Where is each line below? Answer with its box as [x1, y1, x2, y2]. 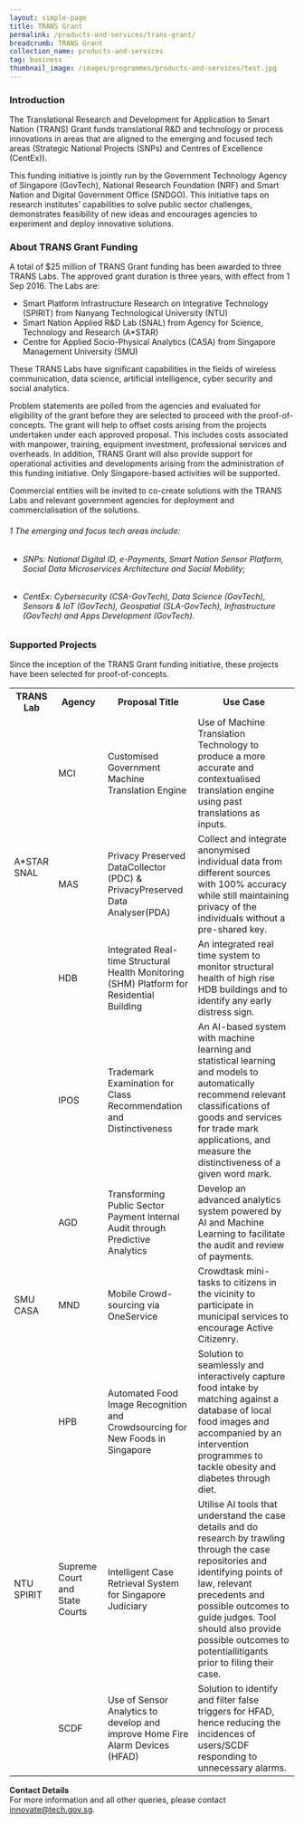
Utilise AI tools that [197, 1498, 278, 1511]
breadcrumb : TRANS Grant [9, 38, 103, 48]
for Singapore [107, 1589, 166, 1601]
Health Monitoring [107, 966, 185, 979]
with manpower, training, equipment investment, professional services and [9, 439, 288, 450]
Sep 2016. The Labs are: [9, 281, 100, 291]
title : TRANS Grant [9, 22, 83, 31]
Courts [58, 1606, 88, 1619]
